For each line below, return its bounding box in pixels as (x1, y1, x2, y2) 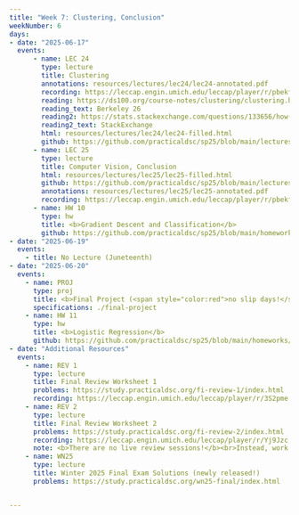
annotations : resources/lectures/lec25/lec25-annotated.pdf (41, 187, 269, 196)
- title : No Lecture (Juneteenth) (25, 253, 153, 263)
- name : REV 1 (25, 361, 77, 370)
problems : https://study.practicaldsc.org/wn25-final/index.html (32, 477, 280, 486)
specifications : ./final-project (32, 303, 158, 312)
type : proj (32, 286, 74, 295)
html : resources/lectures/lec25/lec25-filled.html (41, 170, 233, 179)
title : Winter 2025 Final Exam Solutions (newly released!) (32, 469, 261, 478)
